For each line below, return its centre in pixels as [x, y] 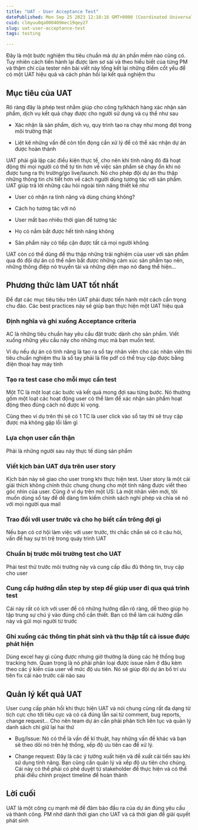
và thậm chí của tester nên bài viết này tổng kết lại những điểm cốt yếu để [96, 68]
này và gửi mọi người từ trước [42, 621]
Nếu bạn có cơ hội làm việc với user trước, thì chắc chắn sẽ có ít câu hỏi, [94, 532]
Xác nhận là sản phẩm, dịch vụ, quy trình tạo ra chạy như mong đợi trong [103, 125]
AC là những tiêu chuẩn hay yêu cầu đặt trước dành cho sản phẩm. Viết [93, 334]
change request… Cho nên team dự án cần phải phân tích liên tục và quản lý [99, 721]
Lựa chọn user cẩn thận [41, 438]
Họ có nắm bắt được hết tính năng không [64, 231]
